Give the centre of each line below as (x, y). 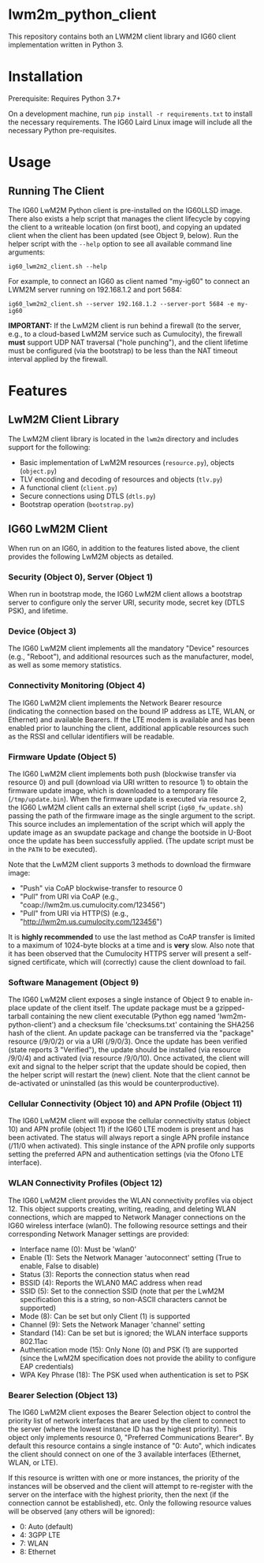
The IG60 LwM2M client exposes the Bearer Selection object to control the (130, 1412)
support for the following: (49, 447)
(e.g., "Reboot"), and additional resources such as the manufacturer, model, (131, 657)
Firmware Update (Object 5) (62, 757)
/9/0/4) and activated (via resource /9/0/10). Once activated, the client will (129, 1059)
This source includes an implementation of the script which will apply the (127, 824)
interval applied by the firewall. (58, 359)
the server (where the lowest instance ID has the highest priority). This (123, 1429)
